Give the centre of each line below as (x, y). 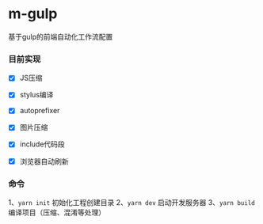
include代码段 (42, 144)
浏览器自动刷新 (44, 161)
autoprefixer (40, 111)
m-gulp (33, 14)
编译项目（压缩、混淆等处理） (57, 212)
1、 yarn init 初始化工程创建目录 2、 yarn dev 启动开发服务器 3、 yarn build (131, 202)
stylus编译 (36, 95)
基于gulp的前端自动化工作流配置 (61, 36)
